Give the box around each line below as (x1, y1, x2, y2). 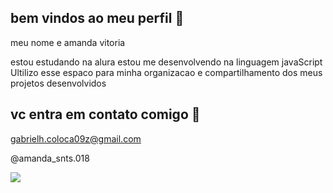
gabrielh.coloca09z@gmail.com (10, 132, 142, 145)
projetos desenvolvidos (10, 77, 107, 89)
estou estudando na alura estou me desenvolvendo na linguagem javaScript (10, 56, 323, 68)
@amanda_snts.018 (10, 152, 90, 164)
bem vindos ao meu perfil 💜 (10, 10, 185, 27)
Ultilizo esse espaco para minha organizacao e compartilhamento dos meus (10, 66, 323, 78)
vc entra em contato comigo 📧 (10, 106, 201, 123)
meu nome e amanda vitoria (10, 36, 126, 48)
